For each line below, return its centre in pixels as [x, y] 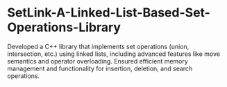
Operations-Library [64, 27]
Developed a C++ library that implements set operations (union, [98, 46]
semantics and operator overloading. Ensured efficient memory [98, 61]
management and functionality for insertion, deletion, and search [100, 68]
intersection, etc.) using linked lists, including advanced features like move [114, 54]
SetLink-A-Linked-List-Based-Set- [109, 13]
